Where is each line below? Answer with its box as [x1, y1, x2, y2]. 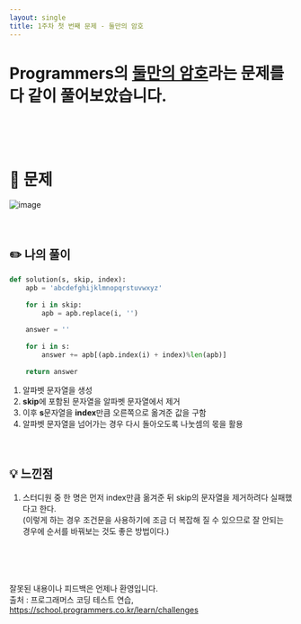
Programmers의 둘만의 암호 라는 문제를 [9, 63, 285, 84]
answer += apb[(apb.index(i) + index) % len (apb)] [41, 351, 227, 360]
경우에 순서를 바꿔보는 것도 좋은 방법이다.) [22, 525, 170, 536]
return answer [25, 367, 78, 376]
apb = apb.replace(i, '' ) [41, 308, 139, 317]
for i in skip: [25, 300, 83, 309]
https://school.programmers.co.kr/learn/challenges [9, 604, 199, 615]
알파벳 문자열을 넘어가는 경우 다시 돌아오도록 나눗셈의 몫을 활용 [22, 418, 243, 429]
